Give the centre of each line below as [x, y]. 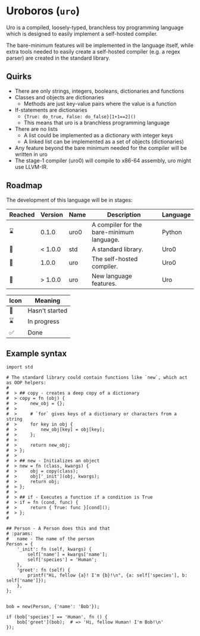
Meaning [48, 300]
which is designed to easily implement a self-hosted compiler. [82, 33]
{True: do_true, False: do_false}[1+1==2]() [80, 117]
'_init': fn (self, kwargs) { [54, 549]
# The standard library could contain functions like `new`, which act [97, 378]
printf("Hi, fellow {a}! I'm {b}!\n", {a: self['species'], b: [107, 575]
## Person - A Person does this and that [58, 529]
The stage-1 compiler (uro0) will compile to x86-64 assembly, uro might [103, 160]
